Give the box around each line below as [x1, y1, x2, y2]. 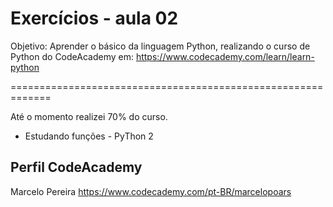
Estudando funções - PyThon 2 [24, 130, 154, 142]
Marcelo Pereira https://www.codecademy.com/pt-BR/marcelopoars [10, 185, 292, 197]
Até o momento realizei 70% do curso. [10, 110, 168, 122]
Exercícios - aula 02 [10, 7, 179, 30]
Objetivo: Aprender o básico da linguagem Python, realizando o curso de [10, 40, 311, 52]
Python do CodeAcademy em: [10, 50, 134, 62]
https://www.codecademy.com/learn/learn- [135, 50, 315, 62]
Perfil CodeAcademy [10, 159, 143, 176]
